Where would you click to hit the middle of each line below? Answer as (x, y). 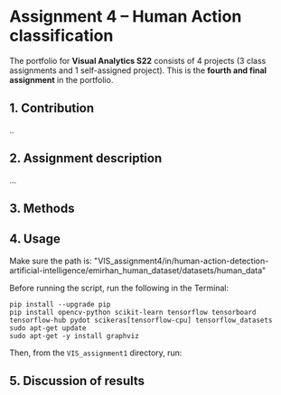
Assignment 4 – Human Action (126, 17)
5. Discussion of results (77, 381)
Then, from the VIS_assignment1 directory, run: (96, 353)
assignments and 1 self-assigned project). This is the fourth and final (138, 70)
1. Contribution (52, 109)
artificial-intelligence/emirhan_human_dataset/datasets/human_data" (138, 270)
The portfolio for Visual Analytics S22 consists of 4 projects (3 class (138, 60)
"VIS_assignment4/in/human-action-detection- (181, 261)
